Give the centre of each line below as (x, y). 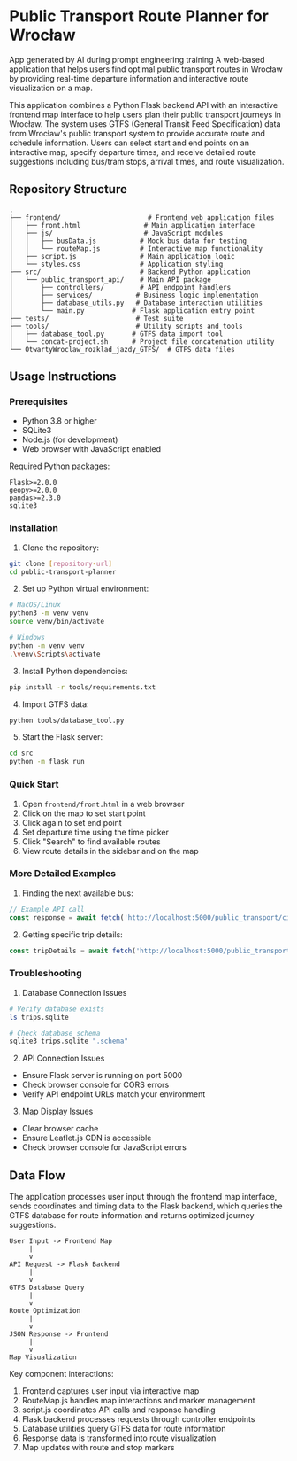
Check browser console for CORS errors (95, 1085)
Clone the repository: (61, 548)
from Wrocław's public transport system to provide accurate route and (137, 133)
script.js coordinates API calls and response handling (118, 1410)
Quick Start (34, 784)
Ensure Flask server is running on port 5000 (102, 1076)
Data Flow (37, 1175)
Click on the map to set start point (84, 813)
